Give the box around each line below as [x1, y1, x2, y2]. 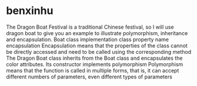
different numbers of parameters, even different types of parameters [6, 73, 172, 80]
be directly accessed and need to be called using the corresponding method [6, 48, 192, 55]
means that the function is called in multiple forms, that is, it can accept [6, 67, 179, 74]
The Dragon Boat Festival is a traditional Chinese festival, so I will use [6, 23, 175, 30]
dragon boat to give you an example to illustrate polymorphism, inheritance [6, 29, 188, 36]
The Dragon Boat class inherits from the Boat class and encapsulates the [6, 54, 183, 61]
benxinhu [6, 4, 54, 18]
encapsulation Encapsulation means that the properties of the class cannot [6, 42, 188, 49]
